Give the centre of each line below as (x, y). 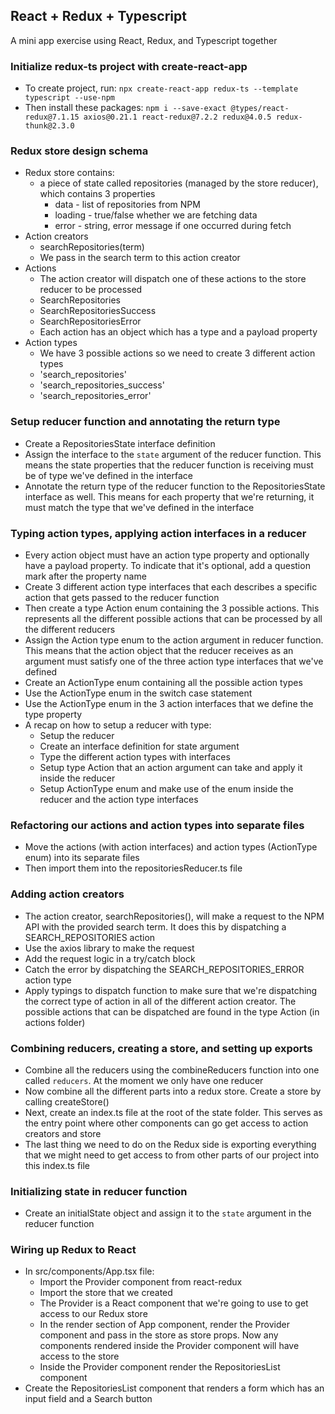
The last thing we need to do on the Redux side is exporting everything (170, 1144)
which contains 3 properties (97, 194)
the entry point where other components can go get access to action (166, 1123)
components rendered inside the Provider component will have (169, 1346)
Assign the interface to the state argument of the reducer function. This (173, 454)
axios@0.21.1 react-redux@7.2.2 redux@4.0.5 (177, 117)
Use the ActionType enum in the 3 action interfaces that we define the (169, 703)
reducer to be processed (91, 290)
